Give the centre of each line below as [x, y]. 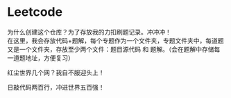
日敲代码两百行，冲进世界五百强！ [56, 87]
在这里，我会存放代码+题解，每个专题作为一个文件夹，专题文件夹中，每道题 [115, 40]
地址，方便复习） [50, 58]
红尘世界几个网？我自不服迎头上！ [56, 72]
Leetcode [35, 12]
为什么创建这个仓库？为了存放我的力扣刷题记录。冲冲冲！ [89, 32]
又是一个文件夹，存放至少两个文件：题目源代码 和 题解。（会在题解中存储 [111, 49]
